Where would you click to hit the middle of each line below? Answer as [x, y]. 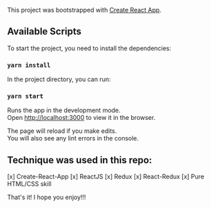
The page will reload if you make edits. [62, 131]
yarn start [25, 96]
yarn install [29, 65]
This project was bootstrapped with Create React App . [84, 10]
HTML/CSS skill [29, 184]
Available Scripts [44, 31]
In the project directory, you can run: [59, 79]
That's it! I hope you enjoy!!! [47, 197]
